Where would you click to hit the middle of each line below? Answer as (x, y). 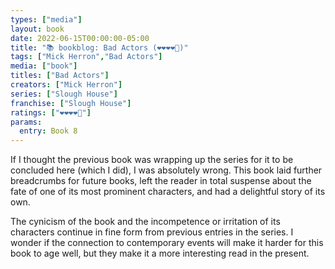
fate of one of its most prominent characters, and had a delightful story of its (168, 192)
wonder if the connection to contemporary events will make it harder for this (167, 243)
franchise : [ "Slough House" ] (71, 103)
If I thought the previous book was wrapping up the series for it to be (152, 160)
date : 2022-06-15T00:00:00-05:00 (80, 38)
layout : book (37, 29)
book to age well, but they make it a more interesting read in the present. (160, 253)
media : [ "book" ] (44, 66)
